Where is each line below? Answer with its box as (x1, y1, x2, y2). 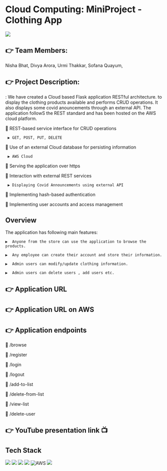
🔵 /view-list (5, 401, 29, 407)
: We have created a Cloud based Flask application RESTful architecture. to (5, 94, 162, 100)
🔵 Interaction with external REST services (5, 172, 92, 179)
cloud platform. (5, 115, 37, 122)
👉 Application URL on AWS (5, 305, 94, 314)
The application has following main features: (5, 229, 98, 236)
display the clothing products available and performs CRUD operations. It (5, 99, 158, 105)
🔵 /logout (5, 371, 24, 377)
